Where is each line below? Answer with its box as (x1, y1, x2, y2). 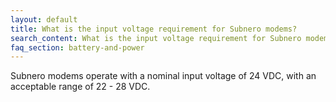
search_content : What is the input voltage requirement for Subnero (10, 33, 302, 43)
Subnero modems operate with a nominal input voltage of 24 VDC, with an (10, 70, 317, 82)
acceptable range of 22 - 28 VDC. (10, 81, 151, 93)
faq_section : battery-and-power (10, 42, 145, 53)
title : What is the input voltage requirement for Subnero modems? (10, 24, 298, 34)
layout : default (10, 14, 78, 25)
